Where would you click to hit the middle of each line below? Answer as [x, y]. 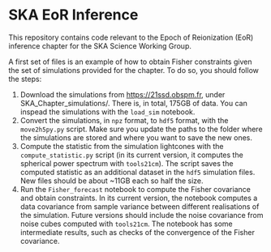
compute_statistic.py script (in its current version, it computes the [131, 155]
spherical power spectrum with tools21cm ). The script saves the [127, 163]
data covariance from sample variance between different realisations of [140, 206]
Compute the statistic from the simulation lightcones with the [122, 146]
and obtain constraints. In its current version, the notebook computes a [139, 198]
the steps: [25, 79]
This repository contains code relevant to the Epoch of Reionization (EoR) [131, 37]
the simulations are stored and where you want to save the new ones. [136, 137]
